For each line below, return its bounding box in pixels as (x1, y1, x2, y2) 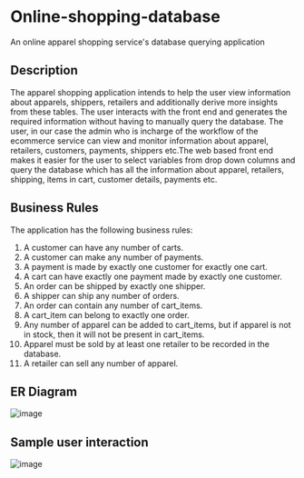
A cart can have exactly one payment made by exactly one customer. (23, 271, 282, 282)
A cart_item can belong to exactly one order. (23, 309, 190, 320)
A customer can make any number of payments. (23, 252, 204, 263)
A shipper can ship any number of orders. (23, 290, 180, 301)
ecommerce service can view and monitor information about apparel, (10, 134, 269, 146)
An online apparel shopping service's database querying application (10, 36, 266, 47)
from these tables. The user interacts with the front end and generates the (10, 106, 288, 117)
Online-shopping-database (10, 6, 221, 27)
